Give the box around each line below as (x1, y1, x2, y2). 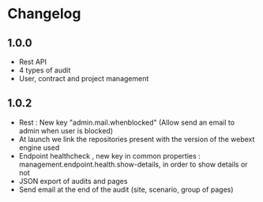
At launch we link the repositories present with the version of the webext (18, 134, 255, 144)
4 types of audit (18, 65, 71, 75)
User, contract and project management (18, 74, 149, 83)
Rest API (18, 57, 47, 66)
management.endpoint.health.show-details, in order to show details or (18, 159, 248, 169)
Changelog (7, 5, 81, 23)
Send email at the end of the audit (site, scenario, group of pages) (18, 185, 234, 194)
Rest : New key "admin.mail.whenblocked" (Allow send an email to (18, 118, 235, 127)
